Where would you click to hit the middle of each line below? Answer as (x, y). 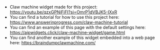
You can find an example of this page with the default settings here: (78, 27)
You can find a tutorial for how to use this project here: (64, 17)
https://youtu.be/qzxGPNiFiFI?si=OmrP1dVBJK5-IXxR (63, 12)
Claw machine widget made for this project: (53, 7)
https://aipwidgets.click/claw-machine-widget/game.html (67, 32)
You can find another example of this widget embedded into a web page (82, 37)
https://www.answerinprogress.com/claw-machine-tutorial (69, 22)
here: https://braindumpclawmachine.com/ (53, 43)
